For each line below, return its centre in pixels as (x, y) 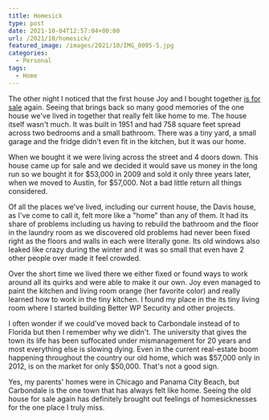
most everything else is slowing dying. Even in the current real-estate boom (133, 349)
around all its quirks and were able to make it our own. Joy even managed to (134, 282)
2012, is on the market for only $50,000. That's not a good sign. (114, 366)
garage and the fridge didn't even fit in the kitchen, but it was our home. (127, 141)
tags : (17, 68)
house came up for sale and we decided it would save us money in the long (133, 165)
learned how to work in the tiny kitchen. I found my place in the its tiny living (134, 299)
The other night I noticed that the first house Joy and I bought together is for (134, 98)
